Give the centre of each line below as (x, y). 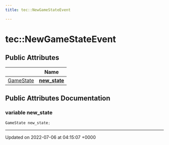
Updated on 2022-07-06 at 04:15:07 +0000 (51, 137)
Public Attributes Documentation (58, 98)
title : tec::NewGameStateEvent (38, 10)
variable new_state (29, 112)
